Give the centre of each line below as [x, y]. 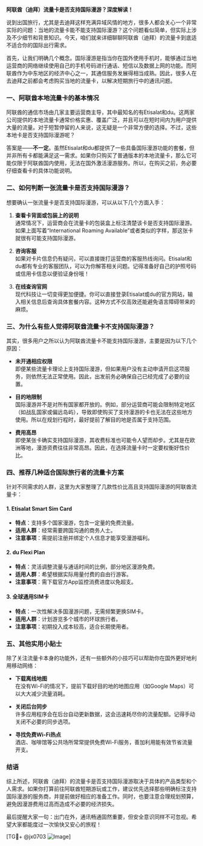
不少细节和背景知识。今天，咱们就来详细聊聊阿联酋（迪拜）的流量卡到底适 [104, 38]
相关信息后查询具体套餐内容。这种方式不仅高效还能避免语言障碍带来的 [108, 301]
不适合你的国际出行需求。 [38, 45]
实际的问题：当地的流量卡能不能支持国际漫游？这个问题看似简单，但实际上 [99, 30]
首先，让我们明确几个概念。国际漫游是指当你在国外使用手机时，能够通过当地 [101, 58]
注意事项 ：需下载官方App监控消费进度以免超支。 [76, 582]
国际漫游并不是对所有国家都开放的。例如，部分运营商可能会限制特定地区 [105, 404]
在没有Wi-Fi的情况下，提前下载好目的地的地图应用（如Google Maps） [102, 686]
